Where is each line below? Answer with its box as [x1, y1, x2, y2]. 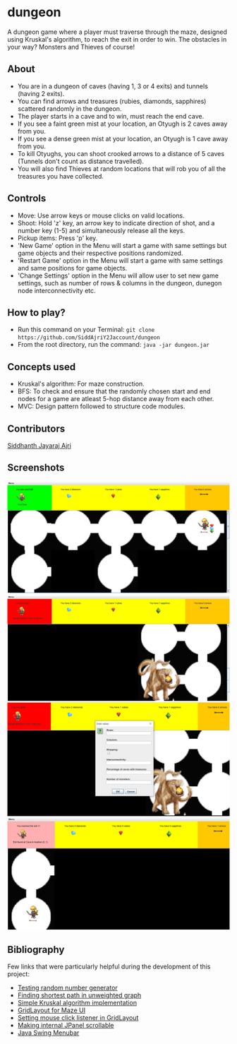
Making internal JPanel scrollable [17, 1021, 114, 1030]
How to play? [7, 307, 66, 319]
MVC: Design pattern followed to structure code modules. [17, 402, 186, 410]
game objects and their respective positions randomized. [17, 249, 183, 257]
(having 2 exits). [17, 89, 65, 97]
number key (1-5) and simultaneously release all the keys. [17, 226, 186, 235]
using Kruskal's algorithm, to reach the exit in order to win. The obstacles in [7, 35, 227, 43]
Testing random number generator [17, 983, 118, 992]
